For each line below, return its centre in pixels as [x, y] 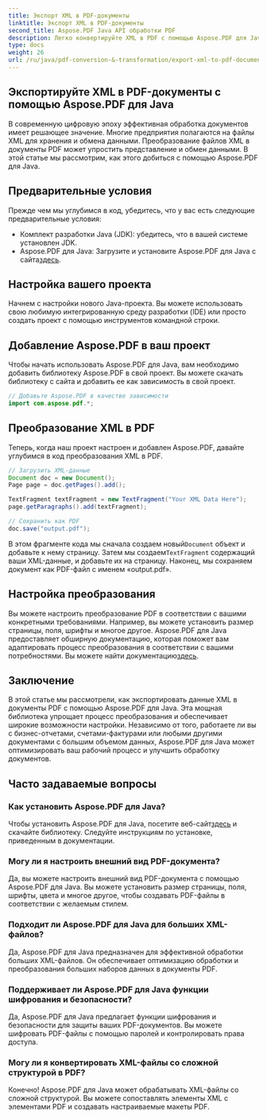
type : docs [26, 45]
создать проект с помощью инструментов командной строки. [114, 321]
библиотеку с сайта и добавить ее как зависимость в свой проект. [122, 382]
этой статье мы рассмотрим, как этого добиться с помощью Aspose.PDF [133, 157]
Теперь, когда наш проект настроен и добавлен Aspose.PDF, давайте [126, 447]
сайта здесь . [40, 259]
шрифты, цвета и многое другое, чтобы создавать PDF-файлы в [117, 896]
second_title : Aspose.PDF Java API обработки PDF [92, 30]
